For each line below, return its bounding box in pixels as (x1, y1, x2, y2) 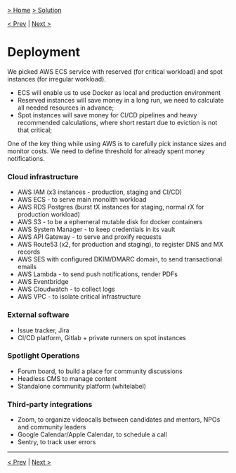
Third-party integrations (7, 399, 93, 409)
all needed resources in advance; (17, 103, 114, 112)
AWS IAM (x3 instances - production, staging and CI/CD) (17, 188, 183, 196)
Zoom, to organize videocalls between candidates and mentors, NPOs (17, 415, 221, 424)
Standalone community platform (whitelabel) (17, 382, 146, 390)
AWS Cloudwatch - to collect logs (17, 285, 115, 294)
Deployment (7, 44, 81, 60)
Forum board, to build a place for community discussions (17, 367, 183, 375)
